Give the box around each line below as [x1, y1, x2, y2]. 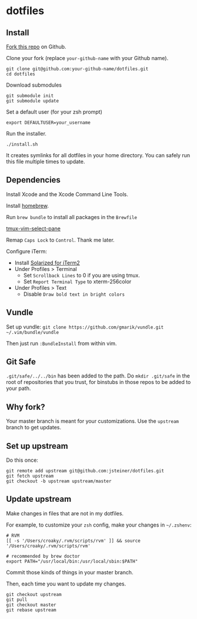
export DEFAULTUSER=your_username [6, 120, 91, 125]
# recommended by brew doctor [6, 553, 81, 559]
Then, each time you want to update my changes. [6, 580, 126, 587]
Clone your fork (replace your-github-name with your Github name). [6, 55, 169, 61]
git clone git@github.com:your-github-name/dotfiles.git [6, 66, 149, 72]
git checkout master [6, 602, 57, 608]
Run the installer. [6, 130, 47, 137]
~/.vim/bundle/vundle [6, 329, 59, 335]
